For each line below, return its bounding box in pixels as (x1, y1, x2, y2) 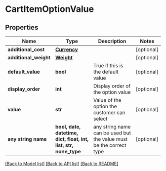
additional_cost (7, 46, 45, 53)
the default (93, 68, 119, 75)
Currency (55, 46, 78, 53)
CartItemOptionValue (5, 3, 94, 15)
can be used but (93, 129, 131, 136)
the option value (93, 89, 131, 95)
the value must (93, 136, 128, 142)
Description (98, 38, 126, 44)
